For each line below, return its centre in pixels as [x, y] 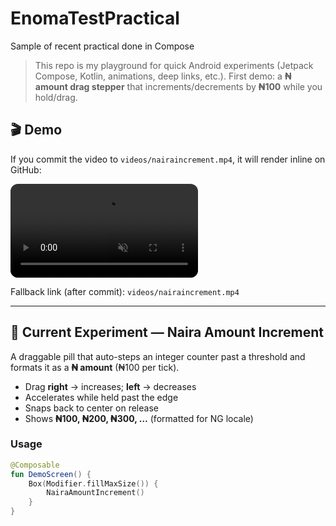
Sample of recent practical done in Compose [102, 46]
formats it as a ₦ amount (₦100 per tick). [95, 367]
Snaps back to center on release [91, 408]
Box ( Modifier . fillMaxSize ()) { [93, 483]
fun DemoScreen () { [51, 474]
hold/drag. [56, 97]
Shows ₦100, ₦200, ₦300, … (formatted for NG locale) [139, 418]
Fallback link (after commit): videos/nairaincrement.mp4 [125, 291]
